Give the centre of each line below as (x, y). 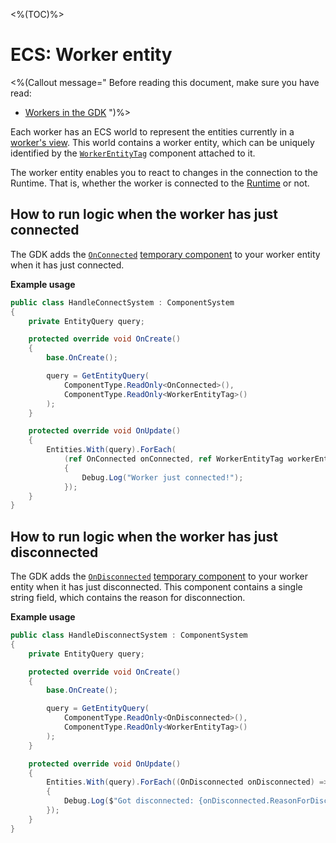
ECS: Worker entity (91, 55)
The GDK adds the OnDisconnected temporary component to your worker (159, 576)
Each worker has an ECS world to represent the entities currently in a (152, 131)
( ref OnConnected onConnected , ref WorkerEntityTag (173, 459)
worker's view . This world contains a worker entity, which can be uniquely (162, 142)
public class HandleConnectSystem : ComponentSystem (122, 302)
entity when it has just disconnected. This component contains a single (156, 587)
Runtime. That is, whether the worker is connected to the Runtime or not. (160, 183)
